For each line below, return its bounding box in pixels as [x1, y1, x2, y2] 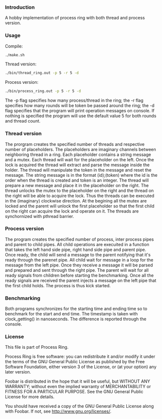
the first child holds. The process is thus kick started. [5, 282, 111, 288]
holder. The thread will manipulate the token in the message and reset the [5, 167, 151, 173]
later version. [5, 369, 31, 375]
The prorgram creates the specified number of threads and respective [5, 141, 145, 147]
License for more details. [5, 394, 55, 400]
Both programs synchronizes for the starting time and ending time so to [5, 306, 147, 311]
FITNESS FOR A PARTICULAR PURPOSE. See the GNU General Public [5, 389, 144, 395]
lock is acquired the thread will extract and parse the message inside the [5, 162, 150, 168]
